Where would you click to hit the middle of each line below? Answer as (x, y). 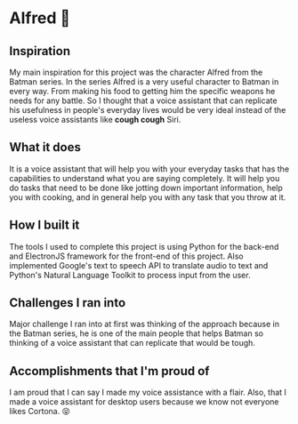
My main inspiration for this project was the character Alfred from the (136, 72)
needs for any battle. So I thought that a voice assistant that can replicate (143, 100)
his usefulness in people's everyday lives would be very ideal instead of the (148, 110)
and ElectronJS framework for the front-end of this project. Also (126, 256)
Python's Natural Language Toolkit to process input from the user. (130, 275)
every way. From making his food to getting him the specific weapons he (142, 91)
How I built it (44, 225)
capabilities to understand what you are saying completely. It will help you (145, 178)
